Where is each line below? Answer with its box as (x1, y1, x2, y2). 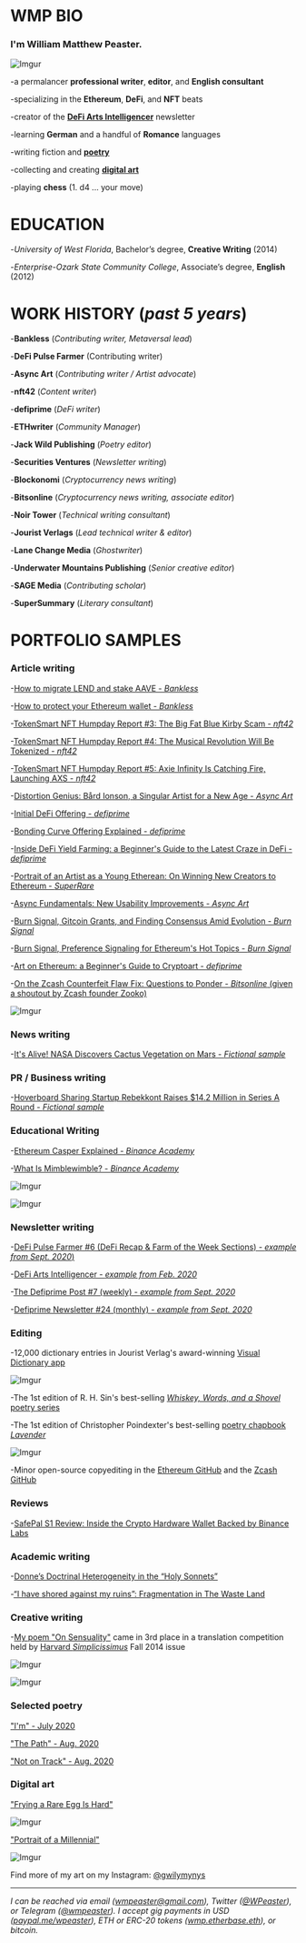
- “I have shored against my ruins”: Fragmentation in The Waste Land (10, 1588, 266, 1599)
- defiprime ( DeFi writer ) (10, 404, 101, 415)
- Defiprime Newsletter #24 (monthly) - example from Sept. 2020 (10, 1304, 252, 1315)
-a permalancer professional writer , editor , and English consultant (10, 76, 264, 87)
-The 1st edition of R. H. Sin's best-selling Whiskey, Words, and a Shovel (10, 1392, 281, 1403)
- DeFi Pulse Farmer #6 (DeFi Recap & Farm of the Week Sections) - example (10, 1241, 297, 1252)
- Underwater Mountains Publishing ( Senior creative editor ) (10, 562, 235, 573)
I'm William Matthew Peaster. (10, 38, 143, 51)
